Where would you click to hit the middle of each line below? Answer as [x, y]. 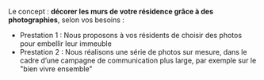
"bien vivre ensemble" [56, 69]
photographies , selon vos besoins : [67, 20]
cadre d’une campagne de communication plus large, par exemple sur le [138, 60]
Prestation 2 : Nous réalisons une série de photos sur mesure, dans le [133, 52]
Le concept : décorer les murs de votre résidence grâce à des [111, 11]
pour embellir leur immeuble [66, 44]
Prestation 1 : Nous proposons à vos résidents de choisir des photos [131, 35]
